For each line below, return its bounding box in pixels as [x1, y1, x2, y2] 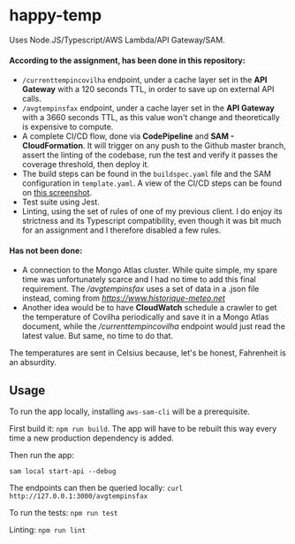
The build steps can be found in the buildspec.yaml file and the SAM [21, 169, 272, 180]
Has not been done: [9, 245, 83, 256]
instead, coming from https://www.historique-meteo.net [21, 293, 225, 303]
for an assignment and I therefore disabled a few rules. [21, 225, 222, 235]
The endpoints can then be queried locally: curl [9, 483, 184, 494]
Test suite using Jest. [21, 196, 100, 208]
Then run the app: [9, 450, 75, 461]
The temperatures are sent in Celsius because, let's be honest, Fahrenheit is [9, 348, 287, 358]
